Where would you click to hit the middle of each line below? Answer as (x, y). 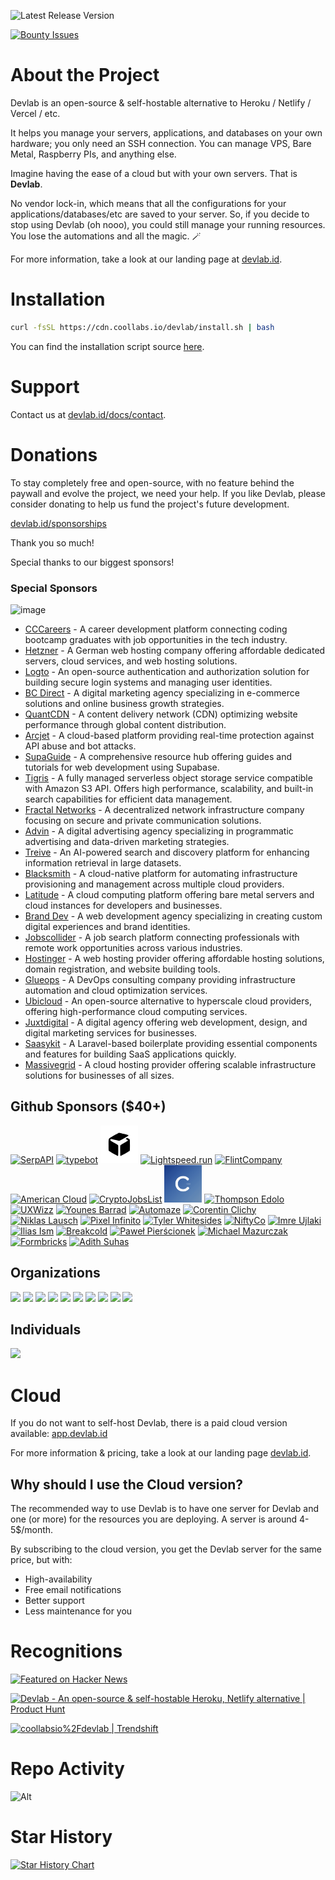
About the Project (85, 75)
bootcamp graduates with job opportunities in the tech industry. (156, 639)
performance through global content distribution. (125, 724)
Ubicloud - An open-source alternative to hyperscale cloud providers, (168, 1001)
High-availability (58, 1579)
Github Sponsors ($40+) (88, 1106)
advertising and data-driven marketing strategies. (127, 841)
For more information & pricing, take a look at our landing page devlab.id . (161, 1453)
